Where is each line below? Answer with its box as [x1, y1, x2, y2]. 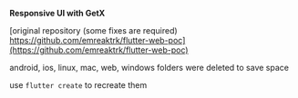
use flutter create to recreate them [9, 80, 148, 90]
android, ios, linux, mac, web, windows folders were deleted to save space [9, 63, 290, 73]
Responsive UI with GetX [9, 8, 106, 18]
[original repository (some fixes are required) [9, 25, 178, 35]
